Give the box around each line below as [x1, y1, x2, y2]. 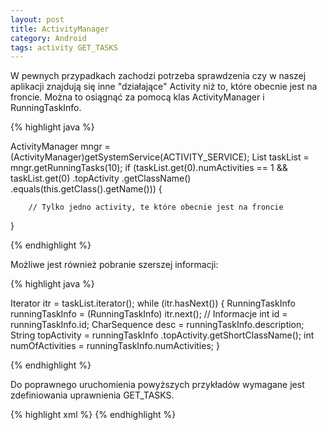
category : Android [10, 33, 87, 43]
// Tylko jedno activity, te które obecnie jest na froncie [28, 202, 284, 213]
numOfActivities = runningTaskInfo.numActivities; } [10, 340, 220, 352]
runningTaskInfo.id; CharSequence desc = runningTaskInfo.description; [10, 319, 305, 331]
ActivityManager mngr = [10, 141, 111, 153]
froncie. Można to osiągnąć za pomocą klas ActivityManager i [10, 91, 265, 103]
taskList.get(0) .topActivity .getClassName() [10, 172, 192, 185]
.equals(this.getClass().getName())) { [10, 183, 163, 195]
